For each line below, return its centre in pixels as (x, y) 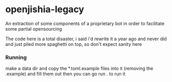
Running (16, 57)
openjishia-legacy (45, 9)
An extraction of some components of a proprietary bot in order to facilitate (85, 23)
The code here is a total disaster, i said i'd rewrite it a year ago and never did (86, 39)
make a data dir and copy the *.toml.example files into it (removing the (79, 69)
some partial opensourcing (34, 29)
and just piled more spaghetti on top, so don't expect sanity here (74, 44)
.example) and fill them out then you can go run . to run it (65, 74)
